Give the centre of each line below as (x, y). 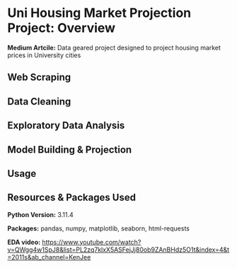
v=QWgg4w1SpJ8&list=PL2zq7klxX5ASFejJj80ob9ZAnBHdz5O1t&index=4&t (118, 250)
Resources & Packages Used (72, 198)
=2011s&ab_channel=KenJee (49, 257)
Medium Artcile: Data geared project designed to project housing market (114, 47)
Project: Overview (61, 28)
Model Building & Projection (70, 150)
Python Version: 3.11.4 (41, 214)
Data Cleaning (39, 101)
